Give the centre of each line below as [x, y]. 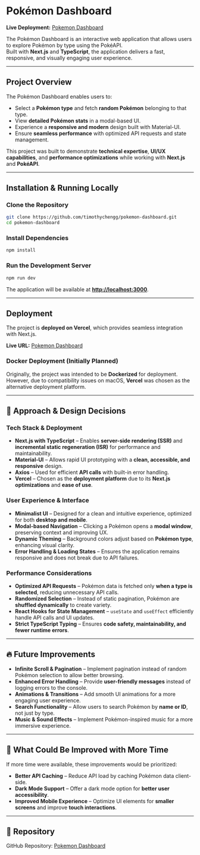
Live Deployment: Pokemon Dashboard [55, 27]
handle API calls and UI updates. [54, 617]
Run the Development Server [49, 266]
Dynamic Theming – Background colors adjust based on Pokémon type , [104, 539]
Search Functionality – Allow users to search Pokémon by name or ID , [101, 706]
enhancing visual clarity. [45, 545]
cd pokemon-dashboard [33, 223]
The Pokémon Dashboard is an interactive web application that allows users [99, 39]
